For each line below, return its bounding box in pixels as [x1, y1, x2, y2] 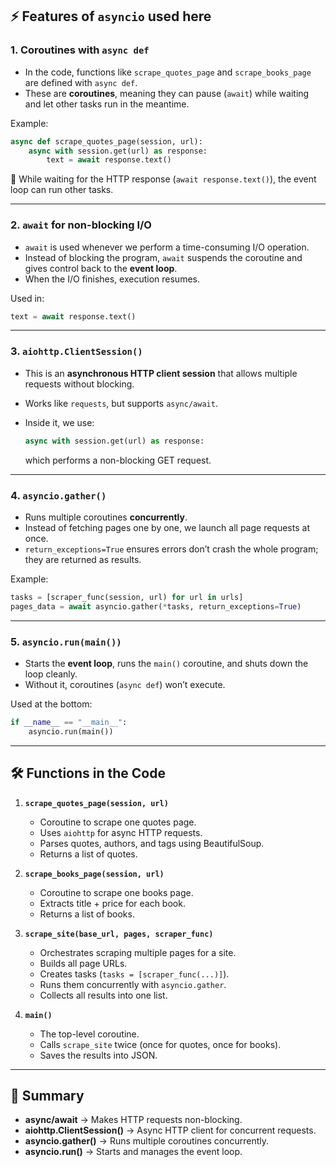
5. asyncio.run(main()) [10, 634, 122, 648]
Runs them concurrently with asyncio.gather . [39, 978, 227, 990]
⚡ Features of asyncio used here [10, 8, 212, 25]
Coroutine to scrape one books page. [39, 886, 194, 898]
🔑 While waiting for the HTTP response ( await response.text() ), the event [10, 173, 317, 185]
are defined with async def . [24, 76, 138, 88]
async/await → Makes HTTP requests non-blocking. [24, 1114, 243, 1126]
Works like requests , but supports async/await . [24, 397, 218, 409]
